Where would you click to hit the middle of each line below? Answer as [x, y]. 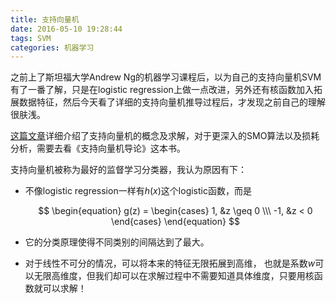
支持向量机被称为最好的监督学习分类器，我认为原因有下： [128, 170]
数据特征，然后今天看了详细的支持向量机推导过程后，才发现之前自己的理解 [172, 102]
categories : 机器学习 [52, 47]
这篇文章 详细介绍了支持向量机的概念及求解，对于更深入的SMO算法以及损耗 [165, 136]
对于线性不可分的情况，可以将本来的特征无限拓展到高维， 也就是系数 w [170, 263]
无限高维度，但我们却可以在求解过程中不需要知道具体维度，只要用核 [174, 276]
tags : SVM [31, 38]
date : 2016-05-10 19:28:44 [66, 29]
